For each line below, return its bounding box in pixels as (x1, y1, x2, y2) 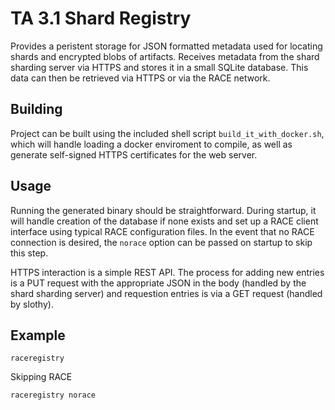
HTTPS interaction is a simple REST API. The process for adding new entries (10, 266, 325, 278)
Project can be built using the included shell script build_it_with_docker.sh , (10, 127, 325, 139)
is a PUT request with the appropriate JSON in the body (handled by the (10, 277, 307, 289)
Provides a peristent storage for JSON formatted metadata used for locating (10, 40, 323, 52)
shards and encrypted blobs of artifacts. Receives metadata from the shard (10, 50, 320, 62)
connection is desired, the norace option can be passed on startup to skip (10, 236, 313, 248)
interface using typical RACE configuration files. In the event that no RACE (10, 225, 315, 237)
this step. (10, 247, 49, 259)
